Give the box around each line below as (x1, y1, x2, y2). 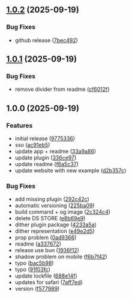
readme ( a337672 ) (14, 240, 62, 247)
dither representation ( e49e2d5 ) (14, 228, 95, 235)
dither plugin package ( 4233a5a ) (14, 221, 97, 228)
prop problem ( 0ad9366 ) (14, 234, 77, 241)
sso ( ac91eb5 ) (14, 141, 50, 149)
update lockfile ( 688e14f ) (14, 272, 77, 279)
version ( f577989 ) (14, 285, 60, 293)
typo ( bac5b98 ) (14, 259, 54, 267)
